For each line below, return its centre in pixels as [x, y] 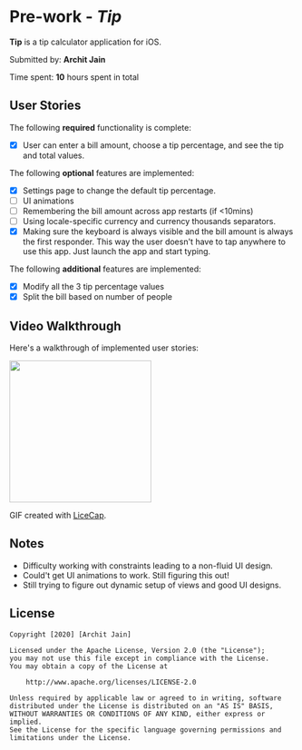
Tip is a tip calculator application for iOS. [85, 42]
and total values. [54, 155]
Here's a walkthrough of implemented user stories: [104, 348]
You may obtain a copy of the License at [89, 666]
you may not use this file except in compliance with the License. [140, 658]
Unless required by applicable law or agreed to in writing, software [146, 698]
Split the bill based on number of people [97, 297]
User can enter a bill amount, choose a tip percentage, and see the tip [153, 145]
